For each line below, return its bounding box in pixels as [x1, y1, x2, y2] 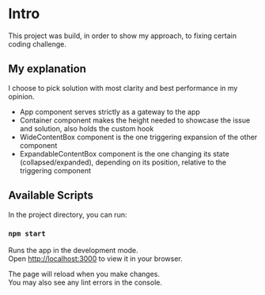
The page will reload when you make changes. [8, 269, 161, 278]
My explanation [8, 62, 87, 76]
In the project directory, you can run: [8, 210, 127, 219]
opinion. [8, 92, 35, 101]
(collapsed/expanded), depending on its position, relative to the [19, 157, 227, 167]
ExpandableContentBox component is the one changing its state [19, 149, 229, 158]
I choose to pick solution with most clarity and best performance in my [8, 83, 238, 93]
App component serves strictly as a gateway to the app [19, 107, 200, 116]
